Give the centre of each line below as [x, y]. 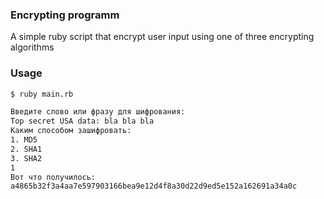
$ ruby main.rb [42, 94]
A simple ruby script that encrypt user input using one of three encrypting [162, 37]
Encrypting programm [65, 15]
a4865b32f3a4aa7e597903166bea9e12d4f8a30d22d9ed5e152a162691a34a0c [154, 186]
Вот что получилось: [53, 177]
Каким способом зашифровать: [71, 131]
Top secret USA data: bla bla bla [82, 121]
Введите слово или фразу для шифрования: [98, 112]
